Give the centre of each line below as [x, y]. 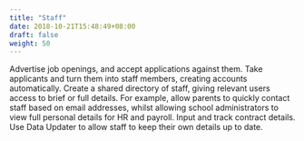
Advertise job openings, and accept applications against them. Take [136, 69]
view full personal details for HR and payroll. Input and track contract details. [152, 117]
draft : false [34, 35]
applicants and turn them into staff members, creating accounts [128, 79]
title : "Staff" [38, 18]
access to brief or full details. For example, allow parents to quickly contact [150, 98]
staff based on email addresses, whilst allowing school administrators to [144, 108]
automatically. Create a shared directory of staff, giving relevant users [140, 88]
